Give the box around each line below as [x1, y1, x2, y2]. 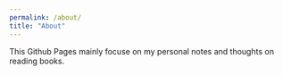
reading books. [9, 55, 65, 66]
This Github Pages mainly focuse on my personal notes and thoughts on [9, 46, 275, 56]
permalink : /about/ [9, 12, 82, 22]
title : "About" [9, 21, 66, 30]
